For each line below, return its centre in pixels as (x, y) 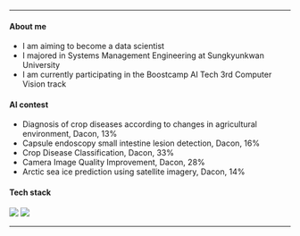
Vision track (44, 84)
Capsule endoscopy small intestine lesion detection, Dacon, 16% (141, 143)
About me (28, 26)
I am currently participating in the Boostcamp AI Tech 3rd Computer (147, 75)
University (41, 65)
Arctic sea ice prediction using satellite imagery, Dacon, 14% (133, 172)
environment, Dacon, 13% (70, 134)
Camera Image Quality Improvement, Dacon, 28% (113, 163)
